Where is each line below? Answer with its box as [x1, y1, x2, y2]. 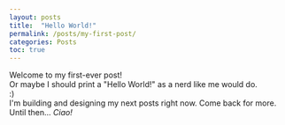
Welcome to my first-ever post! [9, 70, 122, 80]
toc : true [9, 46, 46, 55]
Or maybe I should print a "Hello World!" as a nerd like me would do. [9, 79, 258, 90]
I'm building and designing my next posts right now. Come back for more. [9, 98, 277, 108]
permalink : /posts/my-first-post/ [9, 29, 137, 38]
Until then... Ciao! [9, 107, 73, 118]
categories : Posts [9, 37, 77, 47]
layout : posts [9, 12, 62, 22]
